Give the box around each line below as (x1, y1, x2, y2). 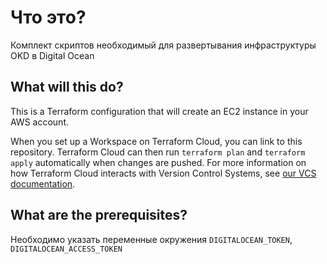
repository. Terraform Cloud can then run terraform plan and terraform (10, 146, 306, 158)
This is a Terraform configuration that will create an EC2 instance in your (10, 105, 309, 117)
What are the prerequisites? (10, 207, 188, 224)
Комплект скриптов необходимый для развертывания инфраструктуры (10, 39, 317, 51)
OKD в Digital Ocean (10, 49, 95, 61)
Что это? (10, 6, 87, 29)
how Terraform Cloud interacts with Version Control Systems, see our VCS (10, 167, 317, 179)
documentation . (10, 177, 76, 190)
